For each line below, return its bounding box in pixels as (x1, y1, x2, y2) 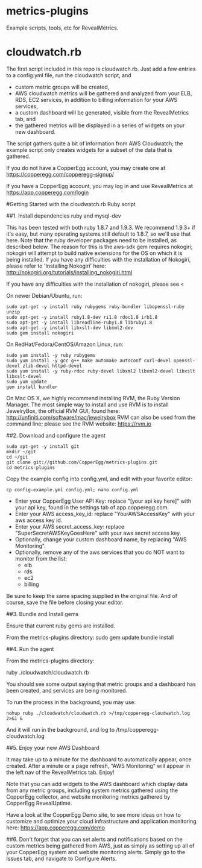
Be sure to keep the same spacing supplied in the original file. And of (6, 592, 178, 599)
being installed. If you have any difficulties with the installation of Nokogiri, (6, 256, 191, 263)
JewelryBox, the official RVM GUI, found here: (6, 407, 121, 414)
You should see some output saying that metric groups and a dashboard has (6, 680, 196, 688)
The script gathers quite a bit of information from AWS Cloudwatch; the (6, 140, 183, 147)
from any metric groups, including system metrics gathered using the (6, 787, 178, 794)
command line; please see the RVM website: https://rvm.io (6, 420, 152, 427)
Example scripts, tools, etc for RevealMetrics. (6, 24, 119, 31)
